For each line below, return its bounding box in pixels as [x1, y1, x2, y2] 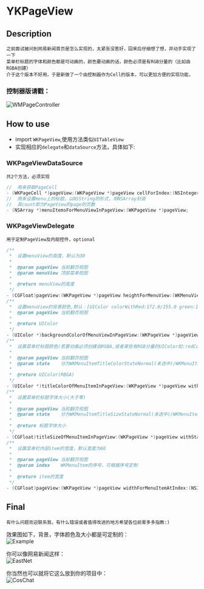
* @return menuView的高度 [8, 281, 75, 287]
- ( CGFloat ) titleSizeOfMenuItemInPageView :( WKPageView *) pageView [6, 434, 178, 440]
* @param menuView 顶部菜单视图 [8, 270, 88, 276]
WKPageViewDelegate [6, 221, 75, 230]
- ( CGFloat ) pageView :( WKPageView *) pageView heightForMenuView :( [6, 292, 175, 299]
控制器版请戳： [6, 86, 50, 95]
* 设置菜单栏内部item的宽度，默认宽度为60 [8, 445, 106, 451]
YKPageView [6, 4, 73, 18]
